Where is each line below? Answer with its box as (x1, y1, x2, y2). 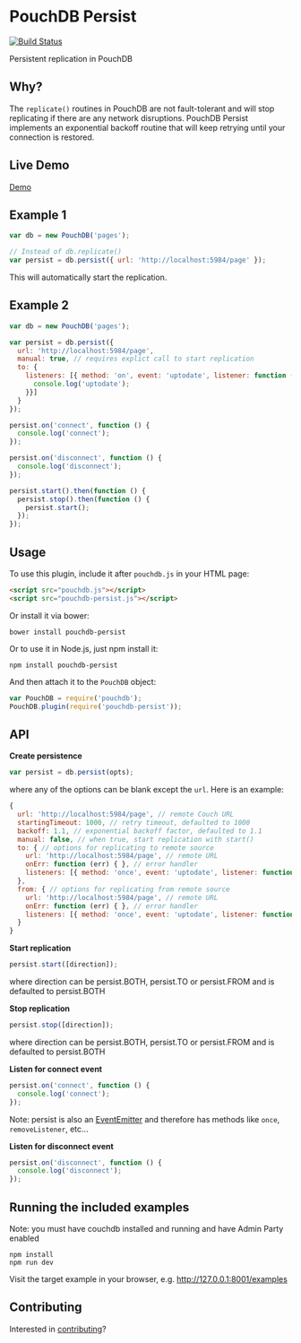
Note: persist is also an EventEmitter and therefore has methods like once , (9, 1113, 280, 1124)
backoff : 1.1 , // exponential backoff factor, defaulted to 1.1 (17, 827, 262, 836)
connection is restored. (9, 132, 95, 143)
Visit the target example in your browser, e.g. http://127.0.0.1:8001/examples (9, 1274, 288, 1284)
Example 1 (9, 207, 67, 222)
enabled (9, 1233, 39, 1243)
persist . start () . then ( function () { (9, 486, 146, 495)
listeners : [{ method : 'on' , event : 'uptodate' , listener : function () (25, 371, 298, 380)
